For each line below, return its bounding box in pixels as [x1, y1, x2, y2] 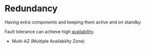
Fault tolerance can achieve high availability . [4, 28, 95, 34]
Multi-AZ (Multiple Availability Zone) [11, 38, 85, 44]
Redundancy [4, 3, 58, 14]
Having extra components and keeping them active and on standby [4, 19, 141, 25]
